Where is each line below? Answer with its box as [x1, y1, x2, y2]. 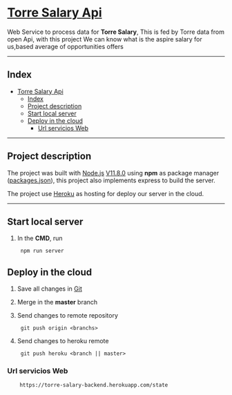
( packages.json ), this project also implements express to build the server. [7, 176, 215, 184]
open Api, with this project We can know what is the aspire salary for [7, 35, 202, 43]
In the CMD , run [17, 234, 64, 242]
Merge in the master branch [17, 298, 98, 307]
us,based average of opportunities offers [7, 42, 124, 50]
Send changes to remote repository [17, 311, 119, 320]
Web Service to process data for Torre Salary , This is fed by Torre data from [7, 28, 224, 36]
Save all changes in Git [17, 285, 83, 293]
